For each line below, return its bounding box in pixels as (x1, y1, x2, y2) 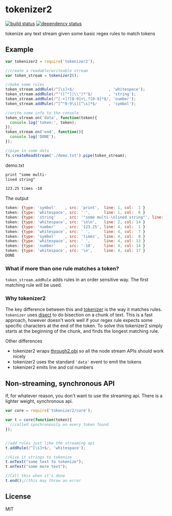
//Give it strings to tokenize (5, 455, 72, 460)
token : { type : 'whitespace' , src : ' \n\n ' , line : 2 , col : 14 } (5, 219, 145, 225)
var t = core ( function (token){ (5, 417, 72, 423)
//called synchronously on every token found (10, 422, 109, 427)
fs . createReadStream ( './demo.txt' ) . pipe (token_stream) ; (5, 153, 127, 158)
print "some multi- (5, 172, 47, 177)
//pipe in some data (5, 148, 50, 153)
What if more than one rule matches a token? (5, 265, 119, 272)
